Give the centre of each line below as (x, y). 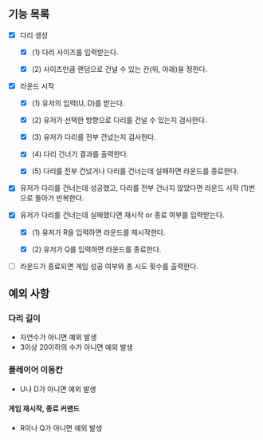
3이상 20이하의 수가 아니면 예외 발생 (76, 347)
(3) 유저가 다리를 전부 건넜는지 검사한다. (94, 137)
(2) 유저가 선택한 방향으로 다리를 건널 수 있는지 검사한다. (119, 120)
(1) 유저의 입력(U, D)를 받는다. (78, 103)
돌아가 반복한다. (59, 198)
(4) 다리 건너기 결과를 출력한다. (80, 154)
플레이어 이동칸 (36, 370)
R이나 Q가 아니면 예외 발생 (61, 428)
